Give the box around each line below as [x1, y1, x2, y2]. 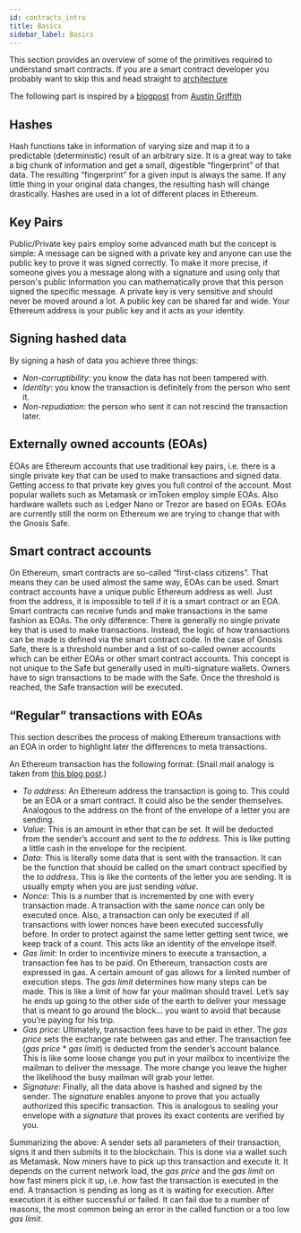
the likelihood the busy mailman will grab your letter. [21, 1072, 215, 1083]
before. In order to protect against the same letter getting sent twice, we [21, 929, 289, 939]
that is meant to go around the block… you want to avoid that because [21, 1005, 281, 1016]
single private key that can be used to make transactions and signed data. [9, 470, 282, 480]
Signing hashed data [9, 331, 127, 347]
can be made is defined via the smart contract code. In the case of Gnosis [9, 634, 283, 645]
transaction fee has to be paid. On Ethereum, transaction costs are [21, 957, 268, 968]
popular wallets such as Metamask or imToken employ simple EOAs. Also [9, 489, 279, 499]
